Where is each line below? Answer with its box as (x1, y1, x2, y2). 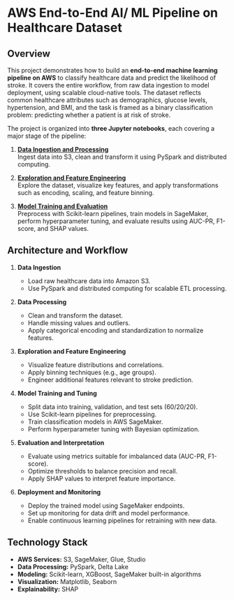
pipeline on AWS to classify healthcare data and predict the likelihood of (7, 73, 217, 82)
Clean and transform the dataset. (27, 311, 124, 320)
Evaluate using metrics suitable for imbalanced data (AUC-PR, (27, 452, 207, 460)
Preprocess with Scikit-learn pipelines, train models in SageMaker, (17, 210, 209, 217)
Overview (7, 48, 51, 59)
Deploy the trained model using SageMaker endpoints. (27, 501, 185, 510)
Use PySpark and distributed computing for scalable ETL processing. (27, 284, 227, 292)
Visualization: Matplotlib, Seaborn (17, 577, 117, 585)
